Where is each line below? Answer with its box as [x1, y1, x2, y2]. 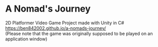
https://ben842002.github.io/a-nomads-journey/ [5, 25, 106, 31]
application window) [5, 36, 47, 42]
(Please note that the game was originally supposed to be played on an [5, 30, 153, 36]
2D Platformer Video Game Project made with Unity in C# [5, 20, 125, 26]
